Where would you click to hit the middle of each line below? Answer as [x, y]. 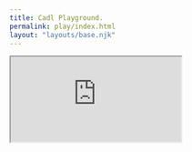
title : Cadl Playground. [56, 18]
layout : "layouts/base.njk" [63, 35]
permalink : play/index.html [63, 26]
